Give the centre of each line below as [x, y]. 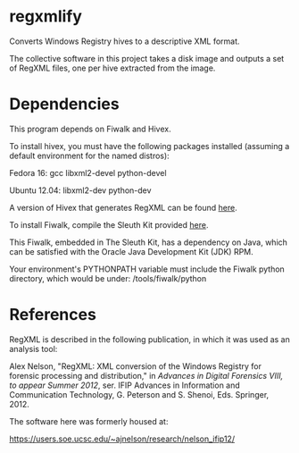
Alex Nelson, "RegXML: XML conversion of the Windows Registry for [135, 366]
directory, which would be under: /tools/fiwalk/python [108, 278]
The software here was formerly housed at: [89, 421]
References [53, 315]
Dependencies [64, 104]
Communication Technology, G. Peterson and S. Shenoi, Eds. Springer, [139, 394]
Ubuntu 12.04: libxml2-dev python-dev [80, 190]
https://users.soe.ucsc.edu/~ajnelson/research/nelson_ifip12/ [122, 439]
